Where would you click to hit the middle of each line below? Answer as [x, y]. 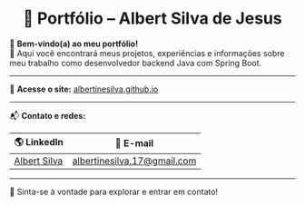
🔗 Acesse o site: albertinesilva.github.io [84, 89]
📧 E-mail [134, 143]
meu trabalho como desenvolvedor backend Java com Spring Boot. [136, 63]
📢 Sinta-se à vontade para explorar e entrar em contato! [114, 191]
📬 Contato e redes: [48, 115]
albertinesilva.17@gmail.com [134, 161]
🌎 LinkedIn [39, 142]
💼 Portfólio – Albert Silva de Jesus [152, 19]
